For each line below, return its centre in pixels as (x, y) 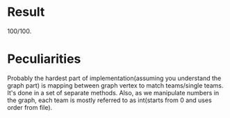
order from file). (30, 107)
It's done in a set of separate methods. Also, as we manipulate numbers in (113, 92)
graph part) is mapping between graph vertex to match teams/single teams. (115, 85)
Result (26, 12)
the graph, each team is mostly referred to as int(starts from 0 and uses (109, 100)
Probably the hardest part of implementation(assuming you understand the (114, 78)
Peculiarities (44, 59)
